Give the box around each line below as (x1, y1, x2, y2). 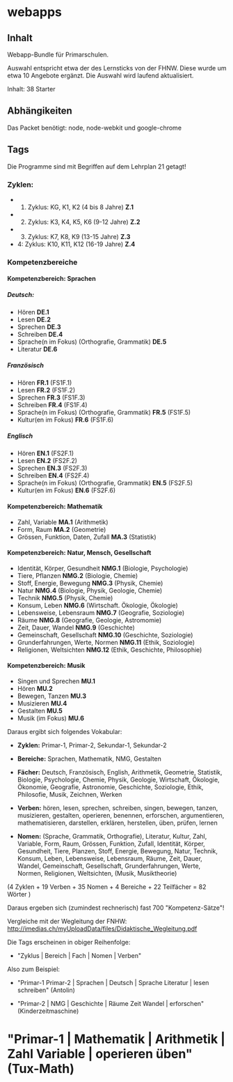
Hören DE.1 (17, 308, 50, 317)
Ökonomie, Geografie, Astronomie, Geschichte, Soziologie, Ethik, (17, 782, 204, 791)
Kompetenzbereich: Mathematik (7, 502, 103, 510)
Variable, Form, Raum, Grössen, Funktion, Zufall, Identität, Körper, (17, 839, 205, 848)
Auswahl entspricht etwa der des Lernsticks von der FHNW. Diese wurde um (7, 64, 227, 72)
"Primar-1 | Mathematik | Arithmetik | (7, 1031, 226, 1047)
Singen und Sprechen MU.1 (17, 677, 96, 685)
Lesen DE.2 (17, 315, 51, 324)
